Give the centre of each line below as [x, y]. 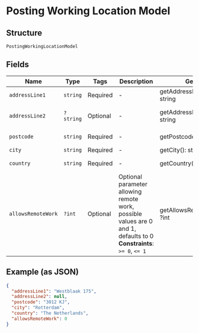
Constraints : [136, 243]
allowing [130, 191]
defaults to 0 [136, 236]
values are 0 [135, 221]
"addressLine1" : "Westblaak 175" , [54, 291]
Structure [24, 33]
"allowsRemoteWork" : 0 [39, 319]
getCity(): [173, 150]
